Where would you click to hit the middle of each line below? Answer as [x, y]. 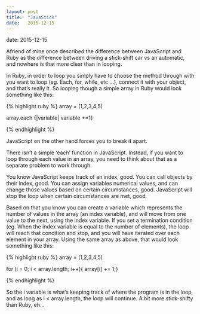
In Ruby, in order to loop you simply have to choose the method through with [100, 76]
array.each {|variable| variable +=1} [50, 118]
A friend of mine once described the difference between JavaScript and [94, 51]
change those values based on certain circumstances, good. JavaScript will [99, 190]
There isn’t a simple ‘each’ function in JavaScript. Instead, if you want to [95, 153]
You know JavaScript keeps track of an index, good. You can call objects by [99, 177]
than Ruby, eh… [25, 305]
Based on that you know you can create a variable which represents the [94, 208]
